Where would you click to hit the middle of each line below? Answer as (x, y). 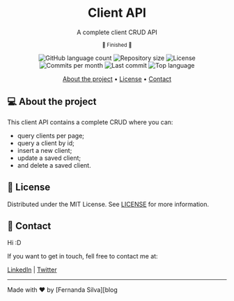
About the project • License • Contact (117, 79)
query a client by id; (46, 143)
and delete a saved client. (54, 165)
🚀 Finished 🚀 (117, 45)
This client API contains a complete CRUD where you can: (90, 122)
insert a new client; (45, 150)
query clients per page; (51, 135)
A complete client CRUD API (117, 32)
